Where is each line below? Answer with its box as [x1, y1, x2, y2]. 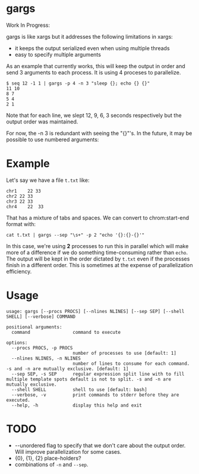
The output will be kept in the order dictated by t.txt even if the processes [6, 255, 190, 262]
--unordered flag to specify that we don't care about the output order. [14, 442, 186, 449]
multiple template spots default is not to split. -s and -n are [6, 376, 171, 382]
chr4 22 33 [6, 203, 44, 210]
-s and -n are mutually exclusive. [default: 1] [6, 365, 129, 371]
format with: [6, 220, 36, 228]
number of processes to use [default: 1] [72, 350, 177, 356]
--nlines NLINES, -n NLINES [11, 355, 81, 361]
